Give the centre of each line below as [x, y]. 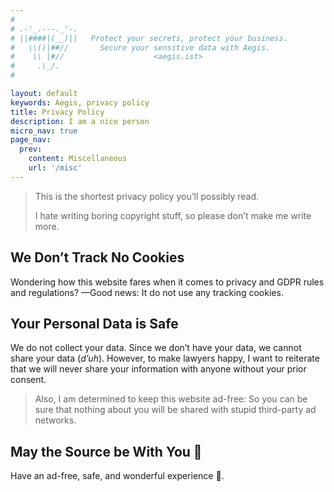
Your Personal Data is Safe [94, 323]
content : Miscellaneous [78, 159]
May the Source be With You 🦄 [106, 451]
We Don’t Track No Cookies [97, 257]
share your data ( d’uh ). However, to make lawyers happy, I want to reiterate [165, 358]
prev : [31, 149]
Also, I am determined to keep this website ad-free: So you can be [171, 399]
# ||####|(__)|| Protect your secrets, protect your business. [149, 38]
